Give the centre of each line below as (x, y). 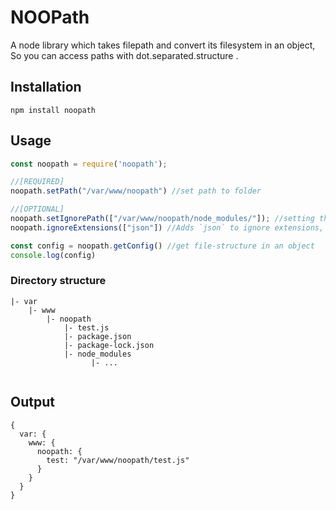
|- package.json (97, 336)
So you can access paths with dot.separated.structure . (124, 55)
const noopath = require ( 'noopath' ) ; (89, 164)
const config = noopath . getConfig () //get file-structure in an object (162, 246)
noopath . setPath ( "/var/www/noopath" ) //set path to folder (136, 191)
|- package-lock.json (109, 345)
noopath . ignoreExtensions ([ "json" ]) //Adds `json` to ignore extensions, (167, 227)
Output (32, 402)
